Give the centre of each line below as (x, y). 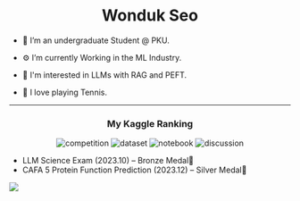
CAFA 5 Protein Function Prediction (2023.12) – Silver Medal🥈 (134, 170)
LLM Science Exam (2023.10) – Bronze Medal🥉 (108, 161)
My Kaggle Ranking (150, 123)
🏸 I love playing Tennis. (64, 92)
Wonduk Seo (150, 16)
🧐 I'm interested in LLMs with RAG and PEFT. (104, 75)
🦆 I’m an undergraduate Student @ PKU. (96, 40)
